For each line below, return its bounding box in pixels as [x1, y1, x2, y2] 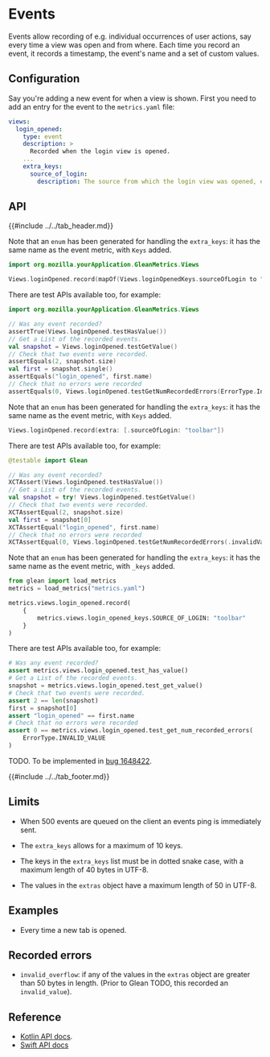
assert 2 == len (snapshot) [8, 696, 99, 705]
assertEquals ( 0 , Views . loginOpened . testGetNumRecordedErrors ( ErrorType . [8, 388, 257, 396]
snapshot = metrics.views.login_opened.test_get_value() [8, 682, 203, 690]
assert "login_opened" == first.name [8, 711, 135, 719]
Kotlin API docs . [19, 1032, 73, 1042]
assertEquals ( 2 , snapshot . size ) [8, 358, 117, 366]
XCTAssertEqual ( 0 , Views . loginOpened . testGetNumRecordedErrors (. [8, 538, 231, 546]
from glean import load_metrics [8, 577, 117, 585]
